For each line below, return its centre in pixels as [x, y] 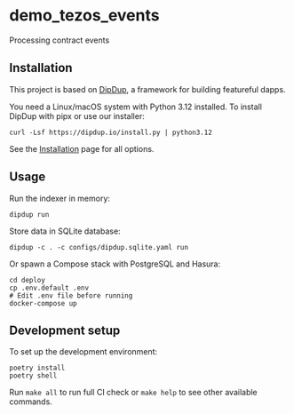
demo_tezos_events [84, 16]
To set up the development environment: [83, 352]
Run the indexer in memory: [60, 198]
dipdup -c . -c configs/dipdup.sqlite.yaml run [99, 247]
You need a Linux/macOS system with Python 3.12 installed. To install [135, 107]
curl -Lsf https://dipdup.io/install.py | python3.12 [111, 132]
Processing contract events [60, 40]
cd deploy [28, 280]
